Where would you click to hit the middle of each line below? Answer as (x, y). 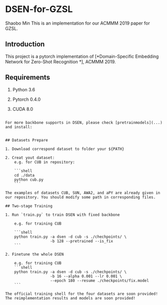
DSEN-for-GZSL (39, 9)
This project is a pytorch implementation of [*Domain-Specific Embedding (82, 56)
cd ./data (25, 175)
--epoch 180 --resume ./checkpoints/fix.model (100, 280)
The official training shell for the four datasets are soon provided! (81, 294)
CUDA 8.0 (23, 109)
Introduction (25, 44)
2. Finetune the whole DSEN (35, 254)
